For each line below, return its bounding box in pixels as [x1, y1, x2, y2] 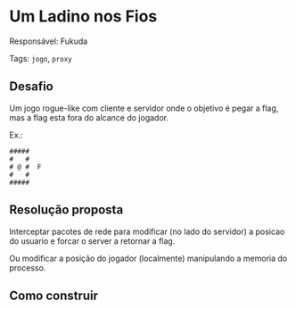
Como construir [9, 288, 99, 303]
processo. [9, 262, 46, 273]
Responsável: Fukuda [9, 36, 88, 46]
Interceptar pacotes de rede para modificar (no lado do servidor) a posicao [9, 226, 285, 237]
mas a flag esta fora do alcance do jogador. [9, 112, 169, 122]
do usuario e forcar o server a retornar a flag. [9, 235, 176, 246]
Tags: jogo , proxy [9, 53, 73, 63]
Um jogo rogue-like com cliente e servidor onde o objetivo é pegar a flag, [9, 103, 279, 113]
